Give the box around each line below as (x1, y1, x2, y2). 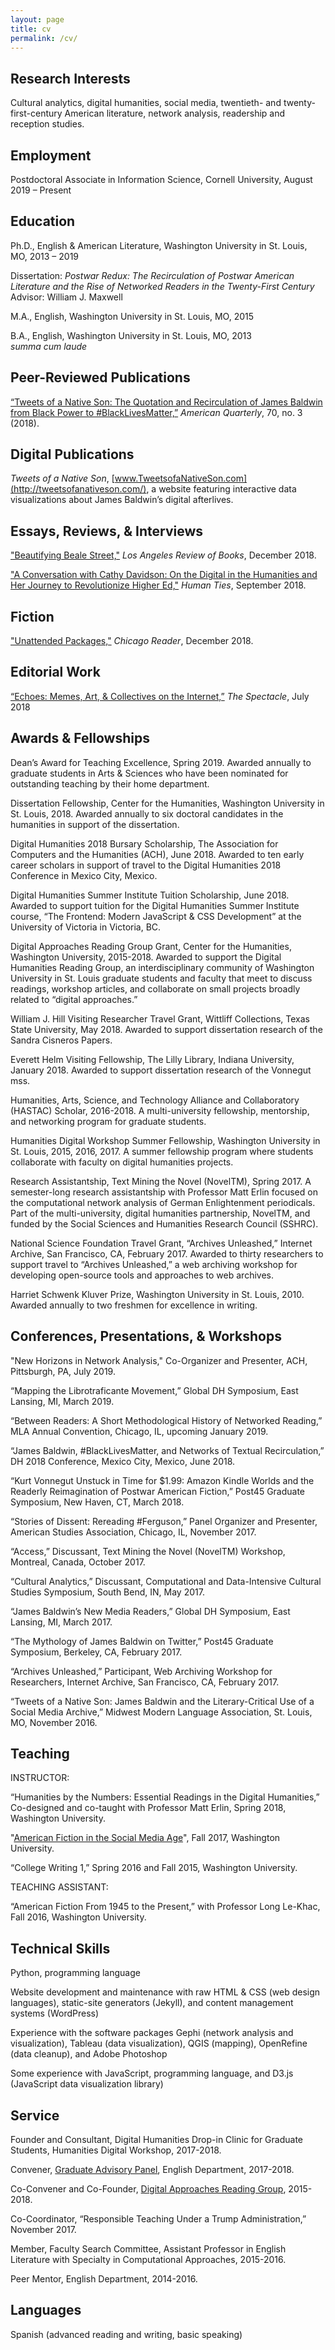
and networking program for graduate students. (10, 1115, 207, 1127)
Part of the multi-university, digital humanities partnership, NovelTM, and (10, 1207, 311, 1219)
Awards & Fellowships (10, 730, 150, 747)
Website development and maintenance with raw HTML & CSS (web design (10, 1986, 321, 1998)
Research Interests (10, 70, 131, 87)
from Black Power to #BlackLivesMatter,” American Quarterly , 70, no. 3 (10, 406, 303, 418)
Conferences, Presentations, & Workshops (10, 1328, 282, 1345)
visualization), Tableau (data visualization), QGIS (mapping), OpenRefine (10, 2037, 308, 2050)
